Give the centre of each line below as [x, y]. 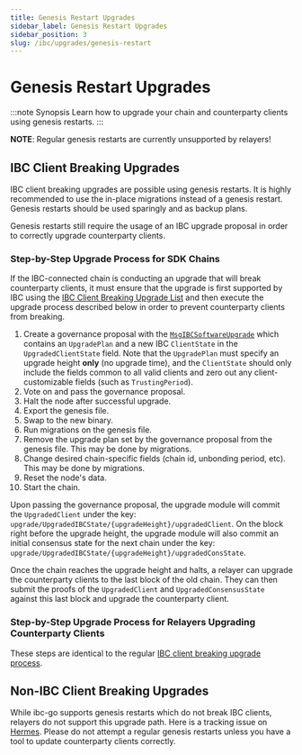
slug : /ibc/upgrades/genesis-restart [81, 43]
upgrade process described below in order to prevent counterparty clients [148, 307]
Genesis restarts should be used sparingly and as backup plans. [129, 209]
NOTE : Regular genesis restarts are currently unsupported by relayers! [141, 140]
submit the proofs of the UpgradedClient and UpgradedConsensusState [138, 589]
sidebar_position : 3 [49, 34]
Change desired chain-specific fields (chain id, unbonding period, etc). [154, 459]
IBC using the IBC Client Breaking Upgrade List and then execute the [137, 297]
